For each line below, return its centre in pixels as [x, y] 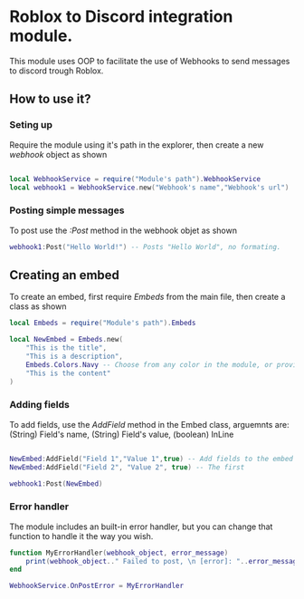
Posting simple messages [67, 210]
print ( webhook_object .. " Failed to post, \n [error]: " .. [137, 561]
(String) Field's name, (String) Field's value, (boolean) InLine [122, 434]
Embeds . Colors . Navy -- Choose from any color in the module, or [149, 364]
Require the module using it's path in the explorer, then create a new [137, 145]
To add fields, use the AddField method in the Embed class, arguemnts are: [149, 424]
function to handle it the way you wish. [81, 536]
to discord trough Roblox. [57, 71]
